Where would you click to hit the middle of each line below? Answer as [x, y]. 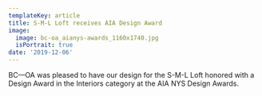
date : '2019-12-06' [41, 52]
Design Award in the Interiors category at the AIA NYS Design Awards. [124, 83]
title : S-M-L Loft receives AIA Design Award [85, 23]
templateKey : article [44, 15]
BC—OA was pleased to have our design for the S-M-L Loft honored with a [131, 75]
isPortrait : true [44, 45]
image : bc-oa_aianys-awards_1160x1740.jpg [87, 38]
